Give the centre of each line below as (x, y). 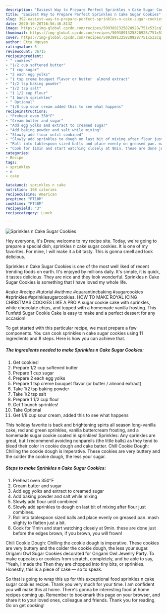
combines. (24, 512)
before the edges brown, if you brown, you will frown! (68, 533)
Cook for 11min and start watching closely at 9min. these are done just (84, 528)
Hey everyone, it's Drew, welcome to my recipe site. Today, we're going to (81, 241)
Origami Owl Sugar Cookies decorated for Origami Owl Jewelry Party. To (80, 554)
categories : (18, 153)
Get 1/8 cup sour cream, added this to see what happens (71, 415)
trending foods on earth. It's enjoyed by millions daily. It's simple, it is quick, (83, 272)
